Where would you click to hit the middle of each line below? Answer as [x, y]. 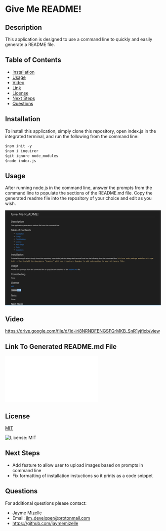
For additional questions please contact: [46, 503]
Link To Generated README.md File [61, 347]
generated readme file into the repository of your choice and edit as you [78, 198]
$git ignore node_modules [32, 156]
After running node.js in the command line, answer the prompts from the [79, 188]
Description [23, 27]
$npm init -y [19, 146]
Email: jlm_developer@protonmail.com [51, 518]
